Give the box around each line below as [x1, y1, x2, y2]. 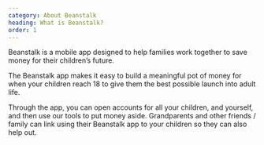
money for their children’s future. [8, 56, 114, 65]
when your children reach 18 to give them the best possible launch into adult [8, 79, 256, 89]
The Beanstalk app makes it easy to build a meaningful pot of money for [8, 71, 242, 81]
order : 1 [8, 26, 37, 34]
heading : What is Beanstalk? [8, 19, 104, 27]
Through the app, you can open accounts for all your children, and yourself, [8, 103, 254, 112]
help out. [8, 128, 37, 137]
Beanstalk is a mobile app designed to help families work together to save [8, 48, 248, 57]
